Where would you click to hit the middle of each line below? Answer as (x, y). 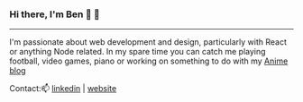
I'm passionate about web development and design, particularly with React (148, 42)
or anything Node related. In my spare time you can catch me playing (138, 52)
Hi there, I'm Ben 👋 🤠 (55, 14)
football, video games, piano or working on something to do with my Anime (149, 61)
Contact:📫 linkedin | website (63, 89)
